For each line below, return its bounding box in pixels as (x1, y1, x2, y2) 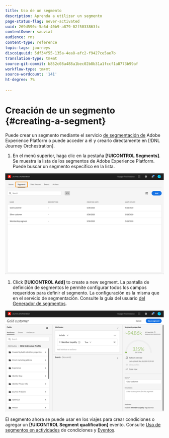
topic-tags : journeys (5, 45, 51, 50)
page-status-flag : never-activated (5, 19, 80, 24)
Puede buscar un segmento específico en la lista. (12, 163, 115, 169)
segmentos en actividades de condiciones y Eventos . (5, 427, 116, 433)
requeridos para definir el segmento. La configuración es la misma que (12, 289, 159, 296)
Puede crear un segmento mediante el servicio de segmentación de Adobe (5, 132, 161, 138)
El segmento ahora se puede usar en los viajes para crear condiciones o (5, 416, 155, 422)
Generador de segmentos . (12, 300, 67, 307)
